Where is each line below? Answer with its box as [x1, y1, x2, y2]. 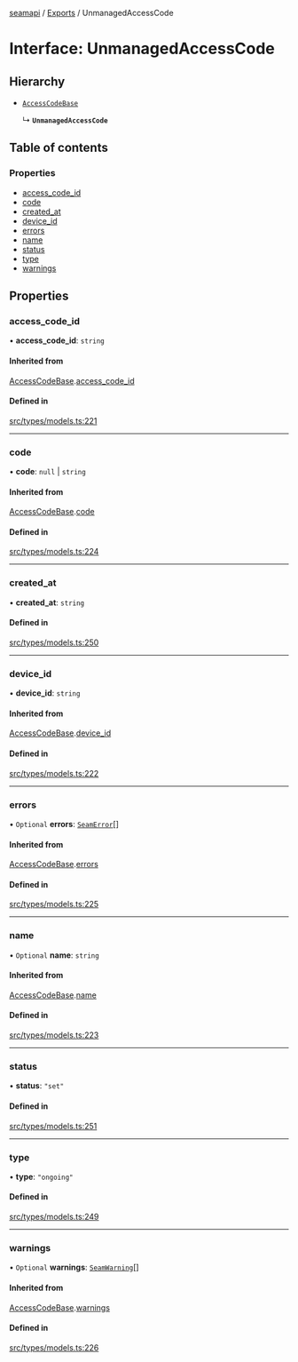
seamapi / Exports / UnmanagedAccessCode [9, 8, 175, 18]
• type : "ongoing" [9, 1171, 74, 1182]
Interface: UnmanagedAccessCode [9, 39, 275, 59]
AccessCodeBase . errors [9, 859, 99, 870]
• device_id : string [9, 688, 81, 698]
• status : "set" [9, 1080, 65, 1091]
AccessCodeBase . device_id [9, 728, 112, 738]
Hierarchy [9, 74, 66, 89]
